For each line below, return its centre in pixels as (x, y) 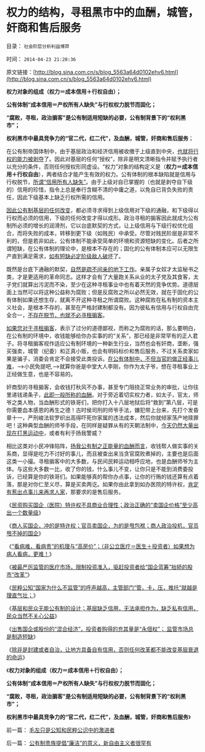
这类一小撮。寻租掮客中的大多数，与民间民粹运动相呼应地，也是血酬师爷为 (100, 461)
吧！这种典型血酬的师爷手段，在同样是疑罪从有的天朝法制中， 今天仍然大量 (100, 425)
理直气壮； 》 (22, 595)
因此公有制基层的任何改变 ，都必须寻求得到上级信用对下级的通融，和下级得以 (103, 210)
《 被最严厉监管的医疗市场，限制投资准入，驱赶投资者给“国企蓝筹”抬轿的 (97, 566)
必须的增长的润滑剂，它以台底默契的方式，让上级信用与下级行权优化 (102, 225)
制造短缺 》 (25, 636)
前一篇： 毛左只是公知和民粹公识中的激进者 (60, 730)
